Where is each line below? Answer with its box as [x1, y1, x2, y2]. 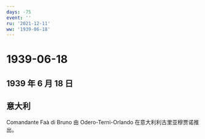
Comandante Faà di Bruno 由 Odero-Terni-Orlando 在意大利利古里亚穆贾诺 [6, 118, 194, 126]
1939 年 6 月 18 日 [6, 78, 73, 89]
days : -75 [6, 9, 32, 15]
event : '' [6, 15, 32, 21]
